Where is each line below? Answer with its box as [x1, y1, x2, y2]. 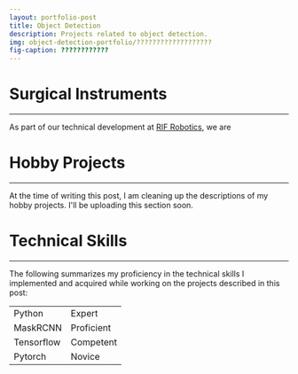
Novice [70, 350, 100, 362]
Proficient [70, 321, 112, 333]
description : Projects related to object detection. [9, 29, 208, 38]
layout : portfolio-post [9, 12, 98, 22]
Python [13, 307, 44, 319]
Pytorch [13, 350, 47, 362]
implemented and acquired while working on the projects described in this [9, 277, 280, 288]
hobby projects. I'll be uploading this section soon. [9, 200, 193, 210]
